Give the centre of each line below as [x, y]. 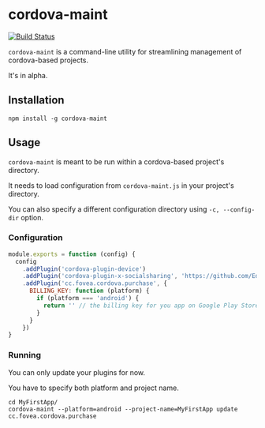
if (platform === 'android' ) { [88, 298]
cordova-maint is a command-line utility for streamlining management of [125, 51]
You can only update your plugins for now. [77, 372]
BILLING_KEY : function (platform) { [89, 291]
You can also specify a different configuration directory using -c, [114, 209]
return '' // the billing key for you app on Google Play [140, 306]
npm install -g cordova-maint [58, 118]
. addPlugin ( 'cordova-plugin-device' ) [84, 269]
